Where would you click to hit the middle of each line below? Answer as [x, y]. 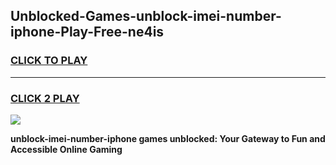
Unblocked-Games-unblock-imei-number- [146, 16]
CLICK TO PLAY [49, 61]
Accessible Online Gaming [66, 149]
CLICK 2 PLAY [45, 98]
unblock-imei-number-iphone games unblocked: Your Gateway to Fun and [168, 138]
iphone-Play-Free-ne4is [87, 32]
